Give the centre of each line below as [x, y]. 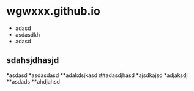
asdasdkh [28, 34]
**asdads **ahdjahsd [33, 81]
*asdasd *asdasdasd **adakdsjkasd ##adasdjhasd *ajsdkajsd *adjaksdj [97, 75]
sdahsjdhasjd [33, 60]
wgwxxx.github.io [54, 11]
